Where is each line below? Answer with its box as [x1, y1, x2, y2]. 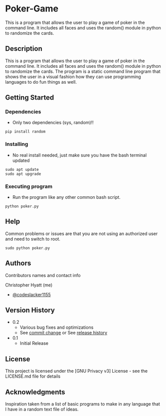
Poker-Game [5, 3, 59, 14]
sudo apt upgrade [5, 171, 41, 176]
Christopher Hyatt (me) [5, 282, 53, 288]
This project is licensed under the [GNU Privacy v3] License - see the [5, 368, 148, 374]
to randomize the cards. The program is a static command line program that [5, 68, 161, 74]
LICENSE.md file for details [5, 373, 61, 379]
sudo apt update [5, 167, 39, 172]
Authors [5, 259, 31, 268]
